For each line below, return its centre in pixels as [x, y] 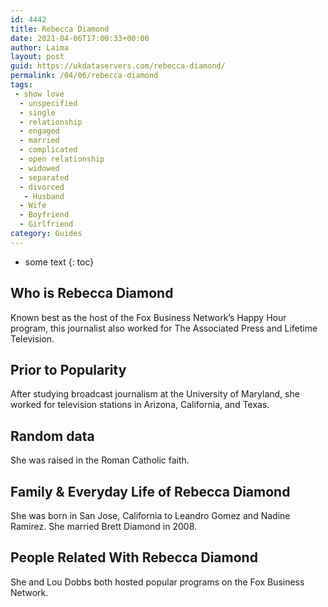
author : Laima [40, 47]
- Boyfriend [44, 215]
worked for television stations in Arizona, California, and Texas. [140, 405]
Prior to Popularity [68, 369]
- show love [39, 94]
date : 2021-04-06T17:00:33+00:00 [80, 38]
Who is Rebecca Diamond [92, 293]
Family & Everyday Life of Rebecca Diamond [150, 491]
